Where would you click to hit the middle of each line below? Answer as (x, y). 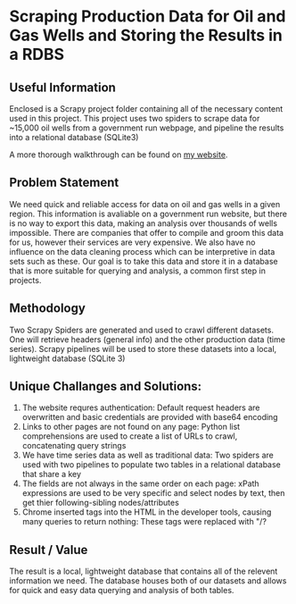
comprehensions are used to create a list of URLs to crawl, (130, 436)
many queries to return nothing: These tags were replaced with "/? (144, 522)
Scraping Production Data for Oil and (148, 17)
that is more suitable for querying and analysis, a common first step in (137, 271)
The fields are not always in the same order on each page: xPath (141, 483)
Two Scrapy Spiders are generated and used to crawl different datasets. (142, 330)
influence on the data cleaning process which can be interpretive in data (142, 251)
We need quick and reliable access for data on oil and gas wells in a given (145, 204)
